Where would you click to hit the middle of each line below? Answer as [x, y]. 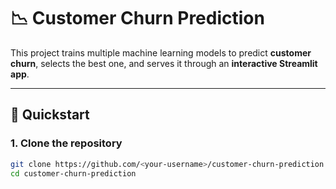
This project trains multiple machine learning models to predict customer [161, 52]
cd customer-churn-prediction [73, 173]
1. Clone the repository [66, 143]
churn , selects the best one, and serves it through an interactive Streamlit [164, 63]
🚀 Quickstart [50, 115]
